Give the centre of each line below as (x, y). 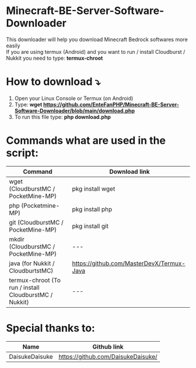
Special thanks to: (50, 328)
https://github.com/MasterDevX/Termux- (129, 263)
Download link (129, 171)
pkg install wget (94, 188)
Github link (108, 346)
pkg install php (92, 209)
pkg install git (90, 226)
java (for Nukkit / (32, 263)
